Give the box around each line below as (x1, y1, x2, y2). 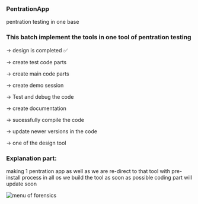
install (6, 174, 21, 181)
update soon (6, 180, 37, 187)
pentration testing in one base (6, 18, 79, 26)
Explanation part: (6, 154, 58, 162)
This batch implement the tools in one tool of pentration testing (6, 33, 191, 42)
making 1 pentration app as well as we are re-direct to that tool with (6, 167, 171, 174)
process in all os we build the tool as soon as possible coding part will (21, 174, 193, 181)
